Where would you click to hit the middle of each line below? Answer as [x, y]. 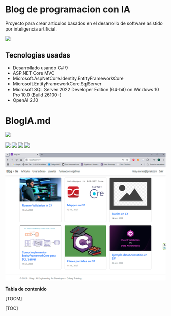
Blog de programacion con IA [68, 9]
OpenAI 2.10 [25, 100]
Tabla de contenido [26, 289]
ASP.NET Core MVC [34, 73]
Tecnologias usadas [38, 55]
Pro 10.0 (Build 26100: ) [37, 95]
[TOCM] [14, 298]
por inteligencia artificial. [31, 28]
